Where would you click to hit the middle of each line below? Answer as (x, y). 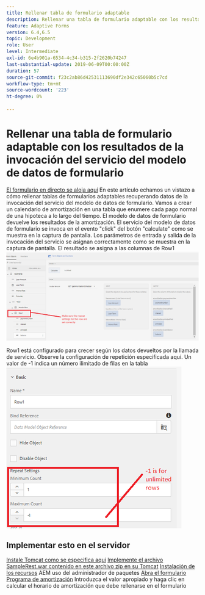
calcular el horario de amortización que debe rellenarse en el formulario (96, 586)
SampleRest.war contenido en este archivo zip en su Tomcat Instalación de (101, 566)
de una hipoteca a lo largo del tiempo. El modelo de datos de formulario (96, 215)
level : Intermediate (33, 52)
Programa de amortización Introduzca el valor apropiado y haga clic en (95, 579)
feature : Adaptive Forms (38, 26)
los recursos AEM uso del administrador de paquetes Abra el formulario (96, 573)
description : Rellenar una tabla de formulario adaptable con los (92, 19)
